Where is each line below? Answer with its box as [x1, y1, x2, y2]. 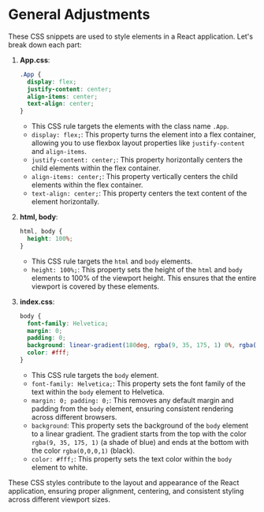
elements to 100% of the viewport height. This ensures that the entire [31, 273, 257, 282]
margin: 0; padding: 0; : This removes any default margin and [31, 395, 234, 405]
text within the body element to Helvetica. [31, 387, 165, 396]
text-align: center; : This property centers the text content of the [31, 189, 247, 198]
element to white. [31, 462, 88, 472]
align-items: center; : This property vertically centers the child [31, 172, 238, 181]
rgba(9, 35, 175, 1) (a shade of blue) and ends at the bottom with [31, 437, 250, 447]
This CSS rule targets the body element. [31, 370, 159, 379]
